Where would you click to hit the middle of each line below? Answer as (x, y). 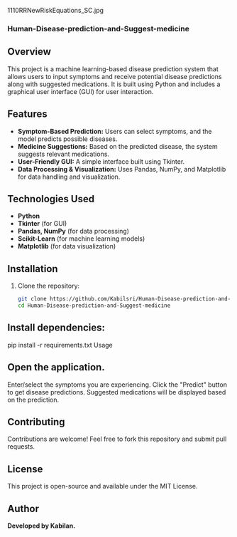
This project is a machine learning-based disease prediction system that (113, 69)
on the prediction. (33, 400)
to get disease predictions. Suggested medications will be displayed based (117, 392)
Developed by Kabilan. (42, 526)
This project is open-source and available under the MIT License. (103, 486)
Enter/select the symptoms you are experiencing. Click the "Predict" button (117, 385)
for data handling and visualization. (69, 177)
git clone (32, 299)
